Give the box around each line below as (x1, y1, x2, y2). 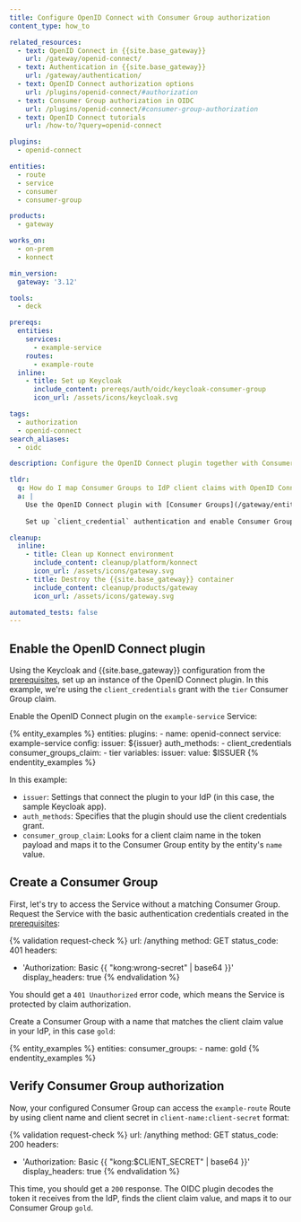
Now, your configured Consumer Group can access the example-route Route (9, 1102, 291, 1113)
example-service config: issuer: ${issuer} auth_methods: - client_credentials (9, 738, 292, 749)
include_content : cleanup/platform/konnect (32, 558, 199, 567)
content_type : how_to (9, 22, 90, 31)
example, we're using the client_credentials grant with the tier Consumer (9, 684, 288, 695)
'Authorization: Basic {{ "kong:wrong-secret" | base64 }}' (21, 962, 235, 972)
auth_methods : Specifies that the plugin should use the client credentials (21, 811, 287, 822)
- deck (17, 302, 42, 311)
